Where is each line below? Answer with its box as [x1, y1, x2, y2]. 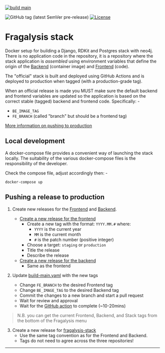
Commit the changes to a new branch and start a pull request [19, 292, 144, 298]
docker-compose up [5, 179, 43, 184]
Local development [5, 137, 65, 145]
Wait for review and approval [19, 297, 78, 303]
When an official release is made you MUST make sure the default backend [5, 88, 158, 94]
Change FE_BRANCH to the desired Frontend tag [19, 282, 113, 288]
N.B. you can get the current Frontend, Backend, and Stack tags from [17, 312, 158, 318]
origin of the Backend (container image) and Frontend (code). [5, 63, 130, 69]
